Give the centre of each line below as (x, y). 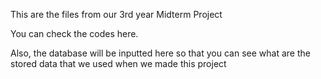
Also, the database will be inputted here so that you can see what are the (160, 53)
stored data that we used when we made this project (118, 63)
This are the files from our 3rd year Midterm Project (116, 14)
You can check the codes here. (74, 33)
